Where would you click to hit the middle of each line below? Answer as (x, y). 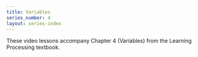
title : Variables (29, 12)
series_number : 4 (29, 18)
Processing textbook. (33, 47)
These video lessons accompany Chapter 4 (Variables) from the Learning (99, 41)
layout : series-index (34, 23)
